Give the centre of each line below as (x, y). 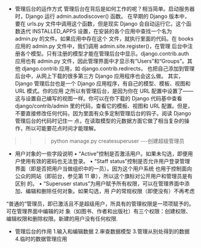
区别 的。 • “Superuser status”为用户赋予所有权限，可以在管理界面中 (100, 183)
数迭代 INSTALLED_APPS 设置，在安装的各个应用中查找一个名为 (93, 31)
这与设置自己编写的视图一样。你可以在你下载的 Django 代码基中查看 (98, 98)
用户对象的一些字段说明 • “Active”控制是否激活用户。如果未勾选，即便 (101, 154)
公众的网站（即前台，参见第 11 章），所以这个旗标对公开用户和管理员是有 (104, 176)
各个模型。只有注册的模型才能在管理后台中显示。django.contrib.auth (105, 53)
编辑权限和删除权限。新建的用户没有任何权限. (62, 219)
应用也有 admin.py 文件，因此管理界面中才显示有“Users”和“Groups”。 (101, 61)
